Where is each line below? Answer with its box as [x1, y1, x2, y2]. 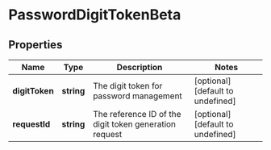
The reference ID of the [92, 109, 181, 119]
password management [92, 90, 183, 102]
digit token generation [92, 119, 176, 130]
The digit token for [92, 81, 163, 91]
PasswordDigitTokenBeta [8, 6, 181, 24]
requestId [12, 119, 51, 130]
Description [116, 62, 163, 73]
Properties [8, 38, 63, 52]
